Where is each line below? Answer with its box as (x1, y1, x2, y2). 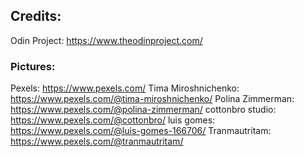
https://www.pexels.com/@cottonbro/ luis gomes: (10, 114, 216, 126)
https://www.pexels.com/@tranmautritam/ (10, 135, 184, 148)
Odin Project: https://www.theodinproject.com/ (10, 34, 203, 46)
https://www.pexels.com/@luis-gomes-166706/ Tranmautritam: (10, 125, 272, 137)
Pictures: (10, 59, 56, 73)
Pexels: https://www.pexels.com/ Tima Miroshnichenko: (10, 82, 240, 94)
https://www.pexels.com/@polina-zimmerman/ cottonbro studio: (10, 104, 277, 116)
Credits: (10, 8, 62, 25)
